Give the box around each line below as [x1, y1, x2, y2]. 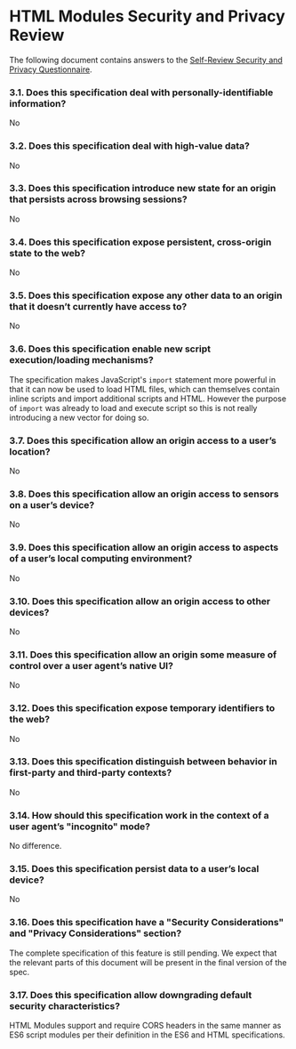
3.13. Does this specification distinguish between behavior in [9, 755, 277, 768]
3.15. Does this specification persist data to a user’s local [9, 863, 260, 876]
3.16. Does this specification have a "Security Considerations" [9, 916, 284, 929]
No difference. [9, 841, 62, 851]
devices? [9, 606, 50, 618]
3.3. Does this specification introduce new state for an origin [9, 182, 276, 195]
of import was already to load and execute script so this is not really [9, 402, 258, 413]
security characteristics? [9, 999, 121, 1012]
